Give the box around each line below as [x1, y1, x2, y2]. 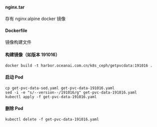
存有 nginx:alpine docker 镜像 [5, 15, 66, 22]
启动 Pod [5, 74, 23, 80]
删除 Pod [5, 105, 23, 111]
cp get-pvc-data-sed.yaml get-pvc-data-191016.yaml [5, 85, 115, 90]
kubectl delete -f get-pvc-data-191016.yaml [5, 117, 99, 122]
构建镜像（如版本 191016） [5, 51, 60, 57]
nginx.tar [5, 4, 25, 10]
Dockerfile [5, 27, 27, 33]
